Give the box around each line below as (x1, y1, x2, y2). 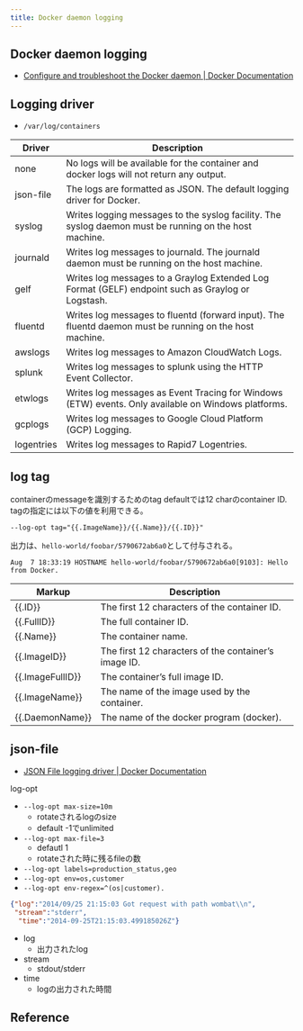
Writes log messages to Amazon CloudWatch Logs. (66, 346, 282, 358)
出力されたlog (36, 943, 88, 954)
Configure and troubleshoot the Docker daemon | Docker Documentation (22, 70, 294, 81)
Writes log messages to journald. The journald (66, 246, 260, 258)
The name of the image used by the (100, 685, 251, 698)
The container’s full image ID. (100, 671, 224, 683)
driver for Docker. (66, 194, 141, 207)
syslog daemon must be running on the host (66, 220, 253, 232)
